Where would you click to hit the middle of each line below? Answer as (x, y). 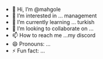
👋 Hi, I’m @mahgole (36, 9)
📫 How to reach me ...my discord (54, 35)
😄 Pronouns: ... (31, 44)
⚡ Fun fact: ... (28, 51)
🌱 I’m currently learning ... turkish (53, 22)
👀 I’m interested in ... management (55, 16)
